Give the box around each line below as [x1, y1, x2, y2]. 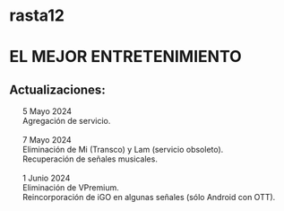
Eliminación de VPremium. [22, 182, 119, 193]
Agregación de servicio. [22, 116, 111, 127]
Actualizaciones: [9, 82, 106, 97]
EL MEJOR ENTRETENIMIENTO [9, 47, 242, 67]
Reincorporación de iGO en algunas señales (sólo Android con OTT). [22, 192, 276, 203]
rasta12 [9, 5, 65, 26]
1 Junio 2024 [22, 172, 71, 184]
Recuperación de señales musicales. [22, 154, 159, 164]
